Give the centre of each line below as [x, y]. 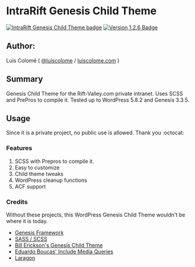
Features [19, 148]
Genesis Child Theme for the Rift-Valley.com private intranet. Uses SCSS [95, 93]
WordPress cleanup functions [51, 180]
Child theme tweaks [39, 174]
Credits [17, 202]
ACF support [30, 186]
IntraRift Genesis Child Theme [81, 11]
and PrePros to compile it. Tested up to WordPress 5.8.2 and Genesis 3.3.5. [98, 100]
